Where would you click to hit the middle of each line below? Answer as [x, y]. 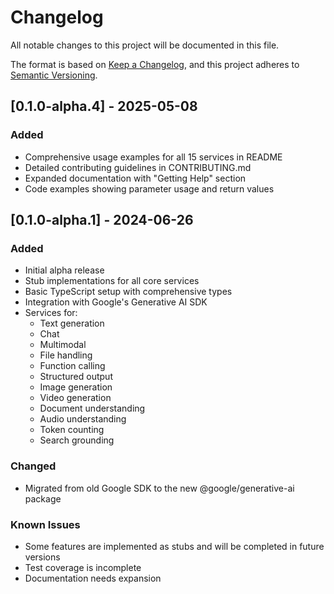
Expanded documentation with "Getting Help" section [135, 178]
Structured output [76, 377]
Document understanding [92, 408]
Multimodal [63, 345]
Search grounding [77, 440]
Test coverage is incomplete [83, 567]
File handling [66, 355]
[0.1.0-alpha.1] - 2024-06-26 [102, 220]
